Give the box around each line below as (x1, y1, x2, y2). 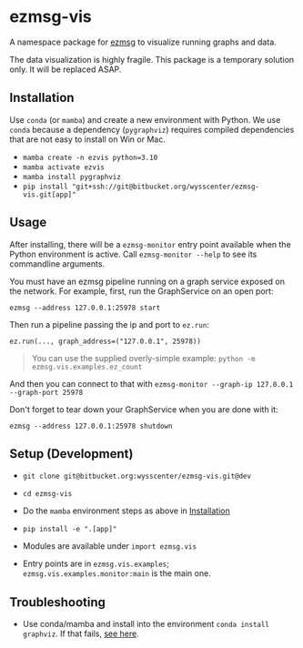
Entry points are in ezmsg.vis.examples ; (22, 558, 170, 570)
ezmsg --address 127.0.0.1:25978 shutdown (9, 421, 173, 430)
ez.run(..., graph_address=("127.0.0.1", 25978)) (9, 337, 202, 346)
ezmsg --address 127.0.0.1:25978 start (9, 303, 161, 312)
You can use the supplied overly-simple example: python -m (31, 352, 256, 363)
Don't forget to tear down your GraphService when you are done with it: (9, 403, 279, 415)
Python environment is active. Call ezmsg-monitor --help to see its (9, 248, 258, 259)
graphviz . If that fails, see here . (22, 628, 139, 639)
